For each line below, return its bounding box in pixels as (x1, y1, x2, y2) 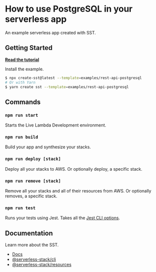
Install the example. (5, 66, 44, 72)
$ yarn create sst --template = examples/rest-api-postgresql (5, 84, 129, 89)
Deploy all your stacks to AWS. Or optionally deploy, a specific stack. (5, 166, 143, 172)
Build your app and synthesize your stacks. (5, 144, 91, 150)
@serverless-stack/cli (12, 256, 56, 262)
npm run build (5, 134, 38, 140)
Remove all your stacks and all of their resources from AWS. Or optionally (5, 188, 152, 193)
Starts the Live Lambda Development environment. (5, 122, 107, 128)
